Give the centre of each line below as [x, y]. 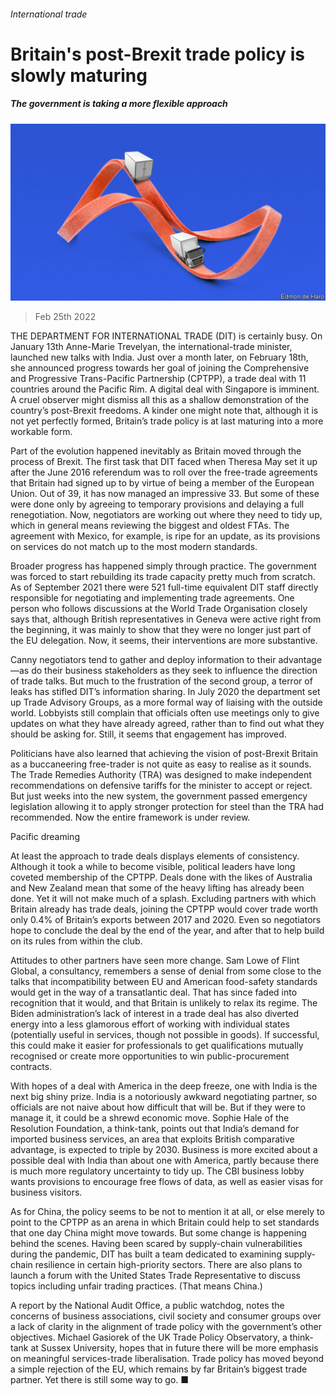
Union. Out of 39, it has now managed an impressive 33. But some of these [165, 494]
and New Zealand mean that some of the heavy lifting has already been [157, 888]
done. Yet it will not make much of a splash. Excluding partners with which [163, 899]
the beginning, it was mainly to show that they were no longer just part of [161, 630]
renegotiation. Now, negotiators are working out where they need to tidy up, [166, 515]
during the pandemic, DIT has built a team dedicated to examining [146, 1254]
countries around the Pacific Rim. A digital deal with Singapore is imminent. [165, 389]
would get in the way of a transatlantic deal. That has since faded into [154, 992]
